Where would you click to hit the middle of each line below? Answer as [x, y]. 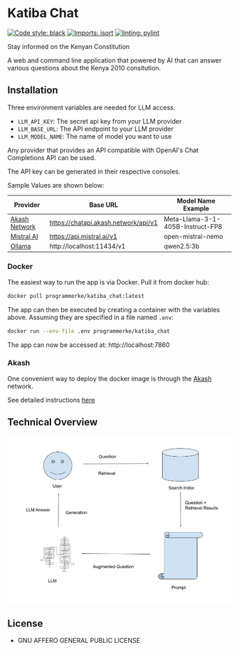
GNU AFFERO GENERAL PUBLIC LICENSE [79, 641]
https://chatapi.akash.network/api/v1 [103, 223]
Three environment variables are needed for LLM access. [91, 107]
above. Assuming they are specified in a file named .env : [90, 317]
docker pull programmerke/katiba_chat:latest [76, 296]
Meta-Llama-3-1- [192, 219]
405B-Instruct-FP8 [193, 226]
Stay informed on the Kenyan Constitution [69, 46]
